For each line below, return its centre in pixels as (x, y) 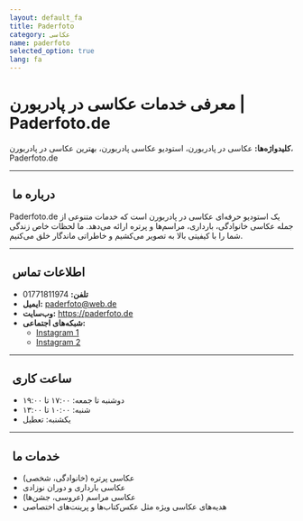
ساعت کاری (42, 378)
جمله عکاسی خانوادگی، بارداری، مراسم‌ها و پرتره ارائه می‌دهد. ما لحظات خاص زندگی (151, 225)
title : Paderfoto (42, 26)
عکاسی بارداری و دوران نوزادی (74, 488)
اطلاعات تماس (49, 273)
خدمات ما (36, 456)
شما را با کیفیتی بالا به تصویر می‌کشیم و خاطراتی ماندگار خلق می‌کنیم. (126, 235)
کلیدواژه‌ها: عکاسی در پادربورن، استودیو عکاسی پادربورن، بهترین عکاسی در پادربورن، (151, 148)
